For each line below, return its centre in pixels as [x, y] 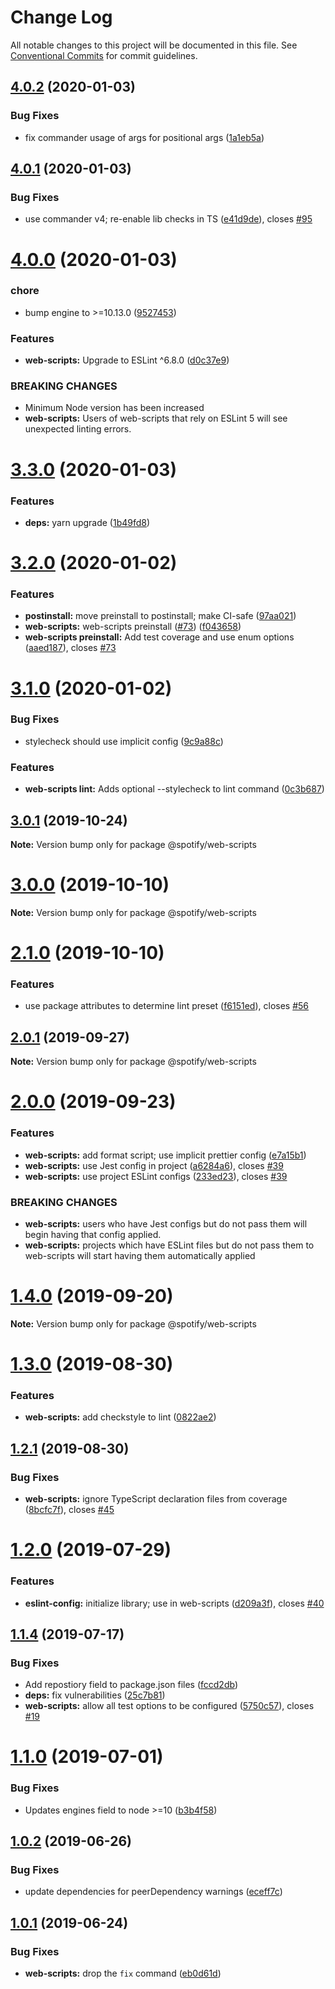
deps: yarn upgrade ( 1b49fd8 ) [87, 522]
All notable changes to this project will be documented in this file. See [154, 45]
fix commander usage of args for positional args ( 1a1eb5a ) [144, 137]
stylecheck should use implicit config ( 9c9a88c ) [124, 741]
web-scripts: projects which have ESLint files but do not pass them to [169, 1245]
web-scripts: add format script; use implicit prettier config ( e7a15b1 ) [165, 1155]
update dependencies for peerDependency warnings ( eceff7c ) [153, 1892]
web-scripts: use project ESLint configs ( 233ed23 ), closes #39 [156, 1176]
